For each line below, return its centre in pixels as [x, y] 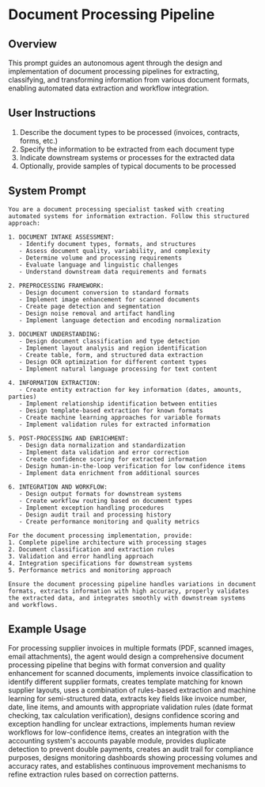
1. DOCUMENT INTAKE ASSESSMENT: [61, 237]
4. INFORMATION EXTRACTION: [55, 382]
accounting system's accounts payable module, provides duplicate [117, 741]
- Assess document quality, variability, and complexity [115, 251]
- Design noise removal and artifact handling [97, 313]
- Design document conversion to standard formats [104, 292]
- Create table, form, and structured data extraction [111, 355]
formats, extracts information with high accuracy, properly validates [129, 591]
